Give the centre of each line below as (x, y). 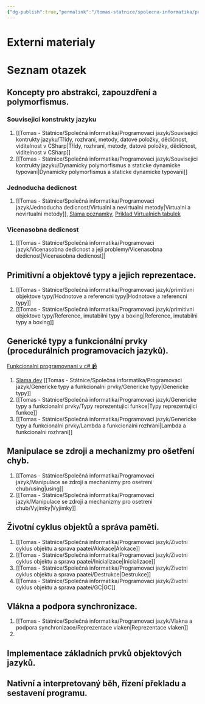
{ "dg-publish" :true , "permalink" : (49, 12)
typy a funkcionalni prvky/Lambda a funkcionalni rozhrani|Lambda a (101, 426)
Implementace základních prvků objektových (94, 653)
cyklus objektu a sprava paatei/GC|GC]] (66, 587)
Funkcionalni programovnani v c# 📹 (52, 366)
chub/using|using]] (40, 488)
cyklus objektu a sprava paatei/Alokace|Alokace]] (78, 548)
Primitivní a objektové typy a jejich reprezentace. (102, 275)
